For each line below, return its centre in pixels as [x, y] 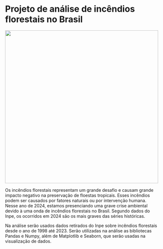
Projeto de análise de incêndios [70, 9]
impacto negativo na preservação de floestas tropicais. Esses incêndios [78, 195]
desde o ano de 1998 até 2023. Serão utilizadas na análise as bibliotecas [78, 230]
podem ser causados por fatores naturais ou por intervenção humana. [76, 200]
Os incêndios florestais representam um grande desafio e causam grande [79, 190]
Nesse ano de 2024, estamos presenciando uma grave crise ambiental [76, 205]
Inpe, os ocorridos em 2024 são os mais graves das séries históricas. [75, 216]
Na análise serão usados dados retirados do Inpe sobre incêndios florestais [81, 226]
